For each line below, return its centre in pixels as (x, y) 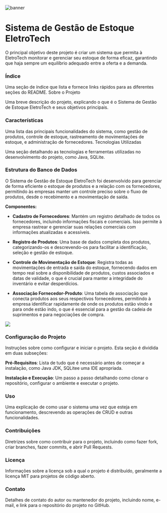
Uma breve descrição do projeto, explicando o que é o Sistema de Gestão (81, 102)
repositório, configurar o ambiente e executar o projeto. (62, 383)
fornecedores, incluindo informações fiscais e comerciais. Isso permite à (87, 221)
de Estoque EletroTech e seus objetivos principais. (57, 107)
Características (24, 120)
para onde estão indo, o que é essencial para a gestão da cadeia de (82, 309)
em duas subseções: (27, 353)
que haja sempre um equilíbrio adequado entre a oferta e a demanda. (77, 63)
